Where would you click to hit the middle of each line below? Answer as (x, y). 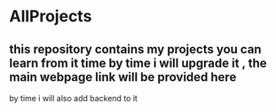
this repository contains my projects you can (135, 49)
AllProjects (51, 16)
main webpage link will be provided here (123, 77)
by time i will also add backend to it (73, 98)
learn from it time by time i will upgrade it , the (138, 63)
